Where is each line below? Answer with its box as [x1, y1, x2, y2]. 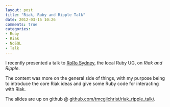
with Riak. [5, 85, 26, 92]
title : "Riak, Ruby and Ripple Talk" [5, 12, 86, 17]
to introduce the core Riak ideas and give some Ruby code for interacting [5, 80, 159, 87]
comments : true [5, 22, 38, 27]
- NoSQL [5, 41, 22, 46]
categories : [5, 27, 31, 32]
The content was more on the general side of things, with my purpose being [5, 75, 165, 81]
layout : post [5, 7, 33, 13]
